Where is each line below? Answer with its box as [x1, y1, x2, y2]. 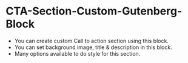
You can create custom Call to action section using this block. [14, 37, 169, 44]
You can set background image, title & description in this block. [14, 44, 172, 51]
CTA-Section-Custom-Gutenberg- [5, 4, 183, 18]
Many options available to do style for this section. [14, 50, 141, 57]
